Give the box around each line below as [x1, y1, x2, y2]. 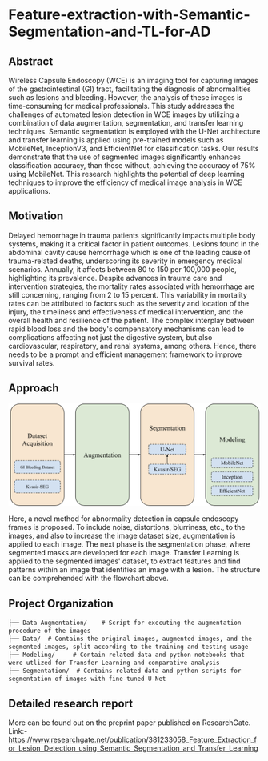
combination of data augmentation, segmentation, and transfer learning [8, 118, 244, 127]
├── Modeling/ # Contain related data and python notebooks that [8, 651, 246, 659]
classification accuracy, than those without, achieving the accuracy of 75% [8, 161, 256, 170]
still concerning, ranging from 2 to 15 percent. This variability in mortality [8, 290, 248, 299]
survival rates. [8, 358, 55, 367]
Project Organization [8, 596, 114, 610]
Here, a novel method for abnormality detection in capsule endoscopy [8, 514, 239, 523]
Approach [8, 382, 59, 395]
